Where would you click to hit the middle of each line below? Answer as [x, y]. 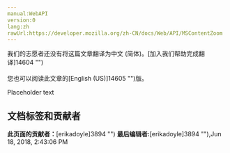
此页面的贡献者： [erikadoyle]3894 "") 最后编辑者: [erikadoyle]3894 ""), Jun [114, 134]
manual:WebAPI [28, 14]
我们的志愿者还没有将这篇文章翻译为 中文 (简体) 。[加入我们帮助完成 [103, 54]
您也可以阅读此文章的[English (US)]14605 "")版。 [78, 79]
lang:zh [18, 26]
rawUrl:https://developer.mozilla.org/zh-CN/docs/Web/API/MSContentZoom [115, 33]
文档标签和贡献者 [44, 116]
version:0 [22, 20]
